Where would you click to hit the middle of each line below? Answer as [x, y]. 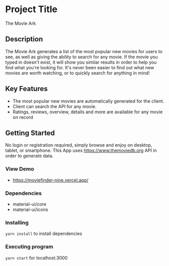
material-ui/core [29, 204]
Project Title [31, 9]
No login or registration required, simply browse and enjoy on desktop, [79, 145]
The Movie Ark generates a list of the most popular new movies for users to [84, 51]
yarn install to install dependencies [44, 234]
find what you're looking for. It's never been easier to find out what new [80, 67]
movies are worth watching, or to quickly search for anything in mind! [78, 73]
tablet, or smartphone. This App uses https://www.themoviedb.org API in [81, 151]
